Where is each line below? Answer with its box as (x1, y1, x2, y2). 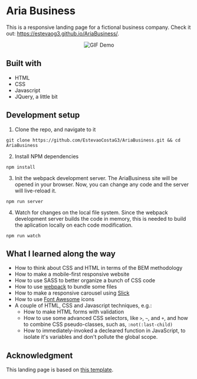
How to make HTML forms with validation (23, 308, 124, 315)
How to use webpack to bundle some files (14, 283, 117, 290)
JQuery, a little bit (14, 93, 58, 100)
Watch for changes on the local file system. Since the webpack (14, 208, 168, 216)
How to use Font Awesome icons (14, 296, 94, 303)
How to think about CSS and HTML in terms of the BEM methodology (14, 264, 183, 272)
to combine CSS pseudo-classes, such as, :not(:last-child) (23, 321, 173, 328)
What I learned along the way (6, 249, 116, 259)
